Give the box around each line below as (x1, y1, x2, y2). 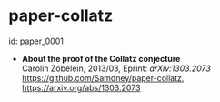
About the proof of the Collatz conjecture (21, 53, 181, 64)
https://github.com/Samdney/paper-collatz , (21, 72, 185, 83)
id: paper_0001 (8, 36, 65, 46)
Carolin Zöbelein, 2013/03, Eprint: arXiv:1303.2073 (21, 63, 211, 74)
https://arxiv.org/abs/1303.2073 (21, 82, 141, 93)
